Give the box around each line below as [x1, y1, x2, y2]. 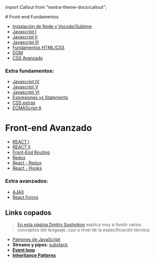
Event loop [12, 247, 35, 253]
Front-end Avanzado [5, 123, 92, 133]
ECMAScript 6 [12, 105, 42, 111]
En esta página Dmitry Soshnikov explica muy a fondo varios [17, 222, 142, 228]
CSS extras [12, 100, 36, 106]
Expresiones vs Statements [12, 94, 69, 101]
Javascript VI [12, 89, 40, 95]
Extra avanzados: [5, 178, 48, 185]
